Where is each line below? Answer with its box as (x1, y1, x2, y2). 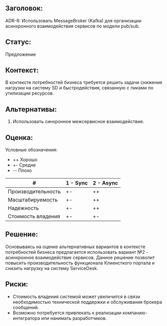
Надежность (8, 204, 39, 212)
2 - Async (92, 180, 118, 187)
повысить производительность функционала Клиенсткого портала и (5, 259, 155, 266)
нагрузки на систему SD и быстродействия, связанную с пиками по (5, 85, 154, 91)
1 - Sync (66, 180, 88, 187)
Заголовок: (5, 4, 43, 13)
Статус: (5, 38, 32, 46)
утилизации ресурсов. (5, 90, 54, 96)
